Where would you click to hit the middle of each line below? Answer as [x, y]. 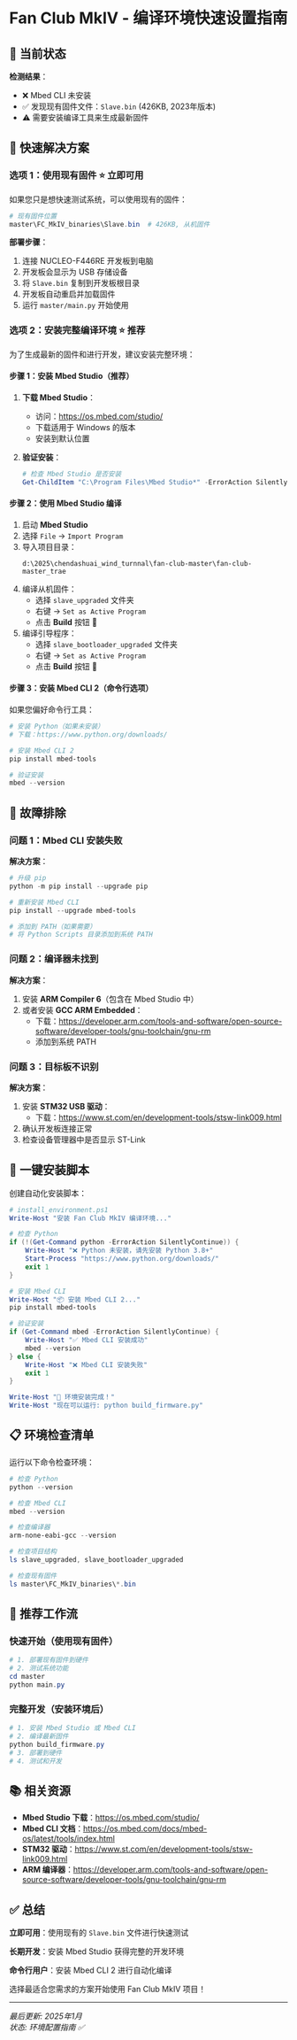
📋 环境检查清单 [52, 1435]
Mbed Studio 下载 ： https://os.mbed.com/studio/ [110, 1818]
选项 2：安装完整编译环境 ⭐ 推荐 [77, 330]
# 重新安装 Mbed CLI [44, 902]
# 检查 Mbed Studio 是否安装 [72, 474]
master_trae [44, 571]
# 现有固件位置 [33, 216]
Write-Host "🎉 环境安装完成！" [62, 1397]
